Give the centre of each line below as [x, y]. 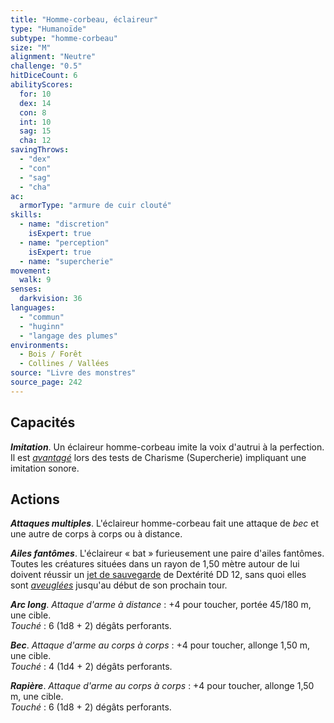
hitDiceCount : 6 [44, 76]
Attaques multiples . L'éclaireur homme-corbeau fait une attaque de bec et [165, 523]
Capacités [43, 422]
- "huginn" [42, 326]
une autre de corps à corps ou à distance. [96, 534]
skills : [26, 215]
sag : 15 [35, 131]
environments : [40, 345]
